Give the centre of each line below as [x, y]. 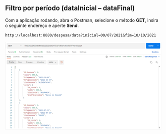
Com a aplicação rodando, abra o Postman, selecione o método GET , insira [82, 20]
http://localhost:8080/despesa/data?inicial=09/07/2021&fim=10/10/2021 [81, 35]
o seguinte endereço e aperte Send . [42, 25]
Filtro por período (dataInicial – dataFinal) [70, 8]
